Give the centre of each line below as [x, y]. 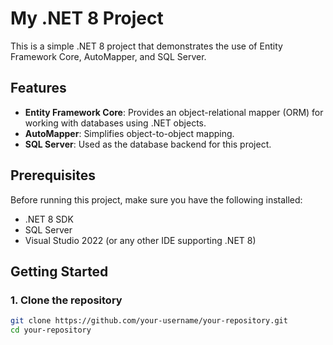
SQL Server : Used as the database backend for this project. [148, 144]
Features [38, 88]
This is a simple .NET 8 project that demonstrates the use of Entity [146, 46]
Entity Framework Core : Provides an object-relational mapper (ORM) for [174, 112]
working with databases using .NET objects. [115, 123]
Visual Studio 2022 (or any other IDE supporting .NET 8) [140, 240]
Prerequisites [53, 175]
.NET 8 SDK [49, 219]
